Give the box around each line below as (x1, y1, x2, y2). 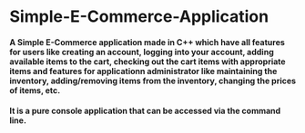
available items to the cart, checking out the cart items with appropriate (9, 56, 286, 67)
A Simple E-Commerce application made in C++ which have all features (9, 36, 285, 47)
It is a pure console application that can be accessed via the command (9, 106, 281, 117)
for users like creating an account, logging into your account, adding (9, 46, 275, 57)
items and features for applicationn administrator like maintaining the (9, 65, 278, 76)
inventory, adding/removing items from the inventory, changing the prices (9, 75, 297, 86)
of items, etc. (9, 84, 61, 96)
